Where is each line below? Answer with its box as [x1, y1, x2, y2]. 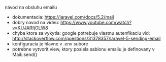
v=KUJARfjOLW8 [12, 25, 49, 31]
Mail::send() [12, 51, 38, 57]
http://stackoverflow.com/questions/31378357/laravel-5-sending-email [12, 35, 161, 41]
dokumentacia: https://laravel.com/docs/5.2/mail [12, 14, 114, 20]
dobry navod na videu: [12, 20, 59, 25]
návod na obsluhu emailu [5, 5, 57, 10]
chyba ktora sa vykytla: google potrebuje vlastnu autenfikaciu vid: [12, 30, 150, 36]
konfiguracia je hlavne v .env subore [12, 41, 88, 47]
